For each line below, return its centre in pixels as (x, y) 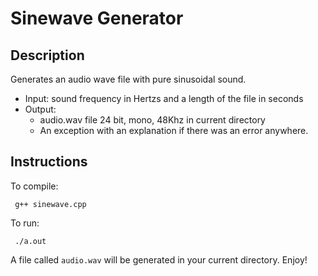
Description (47, 55)
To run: (25, 223)
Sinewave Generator (97, 18)
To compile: (34, 186)
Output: (40, 109)
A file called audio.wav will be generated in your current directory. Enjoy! (159, 259)
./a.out (30, 241)
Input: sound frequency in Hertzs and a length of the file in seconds (164, 98)
